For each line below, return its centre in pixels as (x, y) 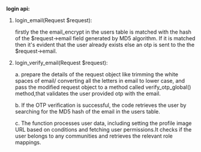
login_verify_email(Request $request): (61, 63)
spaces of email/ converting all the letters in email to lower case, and (100, 81)
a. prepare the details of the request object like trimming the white (97, 74)
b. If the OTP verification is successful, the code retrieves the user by (100, 105)
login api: (18, 9)
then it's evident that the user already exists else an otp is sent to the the (105, 45)
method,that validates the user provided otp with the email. (88, 93)
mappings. (28, 142)
